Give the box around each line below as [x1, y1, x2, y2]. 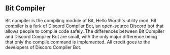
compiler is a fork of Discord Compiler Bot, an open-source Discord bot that [5, 23, 164, 29]
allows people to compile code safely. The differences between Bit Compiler [5, 28, 165, 34]
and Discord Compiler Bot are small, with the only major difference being [5, 33, 157, 39]
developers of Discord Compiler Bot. [5, 44, 82, 50]
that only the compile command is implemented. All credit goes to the [5, 39, 151, 45]
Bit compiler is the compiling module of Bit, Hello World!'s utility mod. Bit [5, 17, 157, 23]
